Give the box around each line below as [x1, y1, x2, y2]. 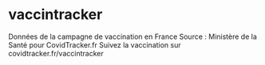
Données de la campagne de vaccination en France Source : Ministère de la [8, 32, 258, 41]
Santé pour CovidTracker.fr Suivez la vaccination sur [8, 40, 181, 49]
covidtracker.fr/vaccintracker [8, 48, 104, 58]
